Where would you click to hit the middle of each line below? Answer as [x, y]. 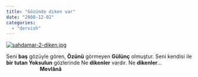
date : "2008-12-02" [30, 17]
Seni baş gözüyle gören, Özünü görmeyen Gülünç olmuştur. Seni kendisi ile [99, 56]
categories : [21, 23]
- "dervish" [26, 28]
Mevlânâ [51, 69]
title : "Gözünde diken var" [41, 12]
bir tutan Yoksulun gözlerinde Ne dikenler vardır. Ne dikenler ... [84, 63]
